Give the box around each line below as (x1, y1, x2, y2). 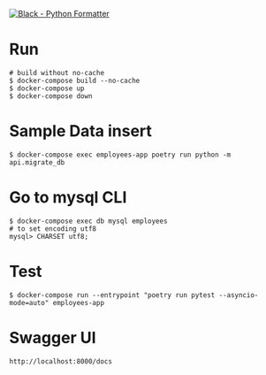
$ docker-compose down (9, 91, 93, 101)
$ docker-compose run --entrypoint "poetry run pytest (9, 290, 216, 300)
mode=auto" (9, 298, 49, 307)
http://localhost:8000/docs (9, 356, 113, 366)
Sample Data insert (9, 121, 153, 142)
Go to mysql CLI (9, 187, 127, 208)
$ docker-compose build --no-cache (9, 76, 141, 85)
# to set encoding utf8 (9, 224, 97, 233)
